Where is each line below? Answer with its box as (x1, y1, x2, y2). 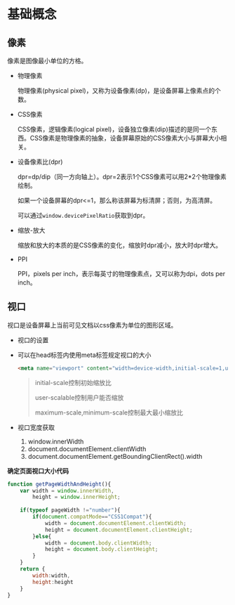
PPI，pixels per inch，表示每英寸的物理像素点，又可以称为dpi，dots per (17, 270, 226, 278)
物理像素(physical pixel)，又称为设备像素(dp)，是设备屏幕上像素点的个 (17, 86, 221, 95)
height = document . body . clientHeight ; (44, 546, 159, 553)
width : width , (32, 572, 71, 579)
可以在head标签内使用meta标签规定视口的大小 (17, 351, 152, 359)
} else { (32, 533, 52, 540)
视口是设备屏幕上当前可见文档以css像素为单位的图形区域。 (7, 320, 177, 329)
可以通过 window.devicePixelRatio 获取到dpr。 (17, 212, 149, 219)
